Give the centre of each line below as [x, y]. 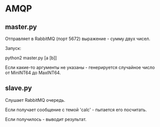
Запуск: [13, 48]
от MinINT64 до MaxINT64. [33, 73]
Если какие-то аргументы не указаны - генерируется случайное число [80, 67]
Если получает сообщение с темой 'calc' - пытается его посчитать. [76, 110]
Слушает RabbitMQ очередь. [35, 100]
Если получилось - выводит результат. [46, 119]
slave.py [18, 88]
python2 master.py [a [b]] [31, 58]
